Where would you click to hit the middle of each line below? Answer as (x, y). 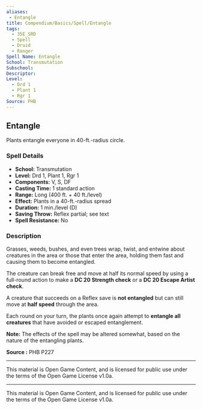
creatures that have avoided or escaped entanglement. (75, 322)
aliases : (17, 12)
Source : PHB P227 (30, 352)
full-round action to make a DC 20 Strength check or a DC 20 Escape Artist (101, 280)
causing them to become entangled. (51, 262)
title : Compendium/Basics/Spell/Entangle (59, 23)
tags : (13, 29)
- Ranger (23, 51)
